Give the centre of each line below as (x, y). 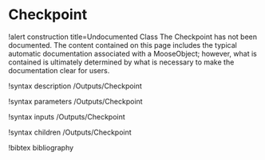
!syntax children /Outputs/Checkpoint (70, 132)
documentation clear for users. (59, 70)
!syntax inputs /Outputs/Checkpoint (67, 116)
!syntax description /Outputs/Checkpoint (75, 86)
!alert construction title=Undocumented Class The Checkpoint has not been (133, 37)
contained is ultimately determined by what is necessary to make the (121, 62)
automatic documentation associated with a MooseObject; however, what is (132, 53)
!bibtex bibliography (41, 147)
